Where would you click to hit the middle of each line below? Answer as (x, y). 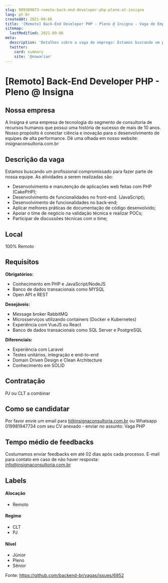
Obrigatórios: (19, 274)
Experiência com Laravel (38, 349)
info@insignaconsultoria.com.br (38, 465)
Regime (13, 516)
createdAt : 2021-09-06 (29, 19)
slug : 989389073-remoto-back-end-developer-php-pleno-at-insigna (74, 10)
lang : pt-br (17, 15)
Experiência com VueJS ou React (47, 324)
